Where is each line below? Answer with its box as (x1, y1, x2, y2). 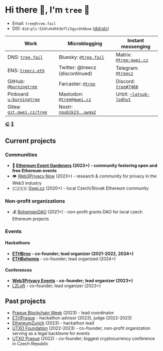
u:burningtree (7, 96, 40, 102)
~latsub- (130, 92, 150, 97)
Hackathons (5, 240, 31, 246)
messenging (121, 43, 150, 50)
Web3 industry (12, 180, 42, 186)
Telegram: (115, 64, 139, 71)
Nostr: (59, 103, 73, 110)
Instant (127, 37, 144, 44)
